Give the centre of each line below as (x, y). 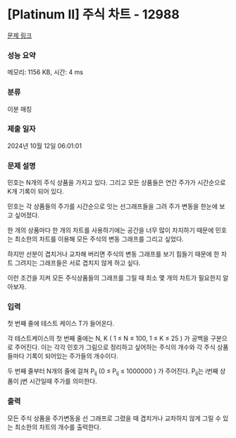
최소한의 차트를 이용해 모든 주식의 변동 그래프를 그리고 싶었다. (99, 239)
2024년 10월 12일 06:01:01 (45, 146)
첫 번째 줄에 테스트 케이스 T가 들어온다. (61, 324)
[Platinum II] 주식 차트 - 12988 (93, 14)
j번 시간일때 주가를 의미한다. (58, 381)
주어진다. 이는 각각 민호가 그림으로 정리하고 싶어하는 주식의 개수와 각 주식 (115, 348)
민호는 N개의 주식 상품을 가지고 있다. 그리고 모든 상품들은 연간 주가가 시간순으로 (117, 183)
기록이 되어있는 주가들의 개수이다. (72, 356)
